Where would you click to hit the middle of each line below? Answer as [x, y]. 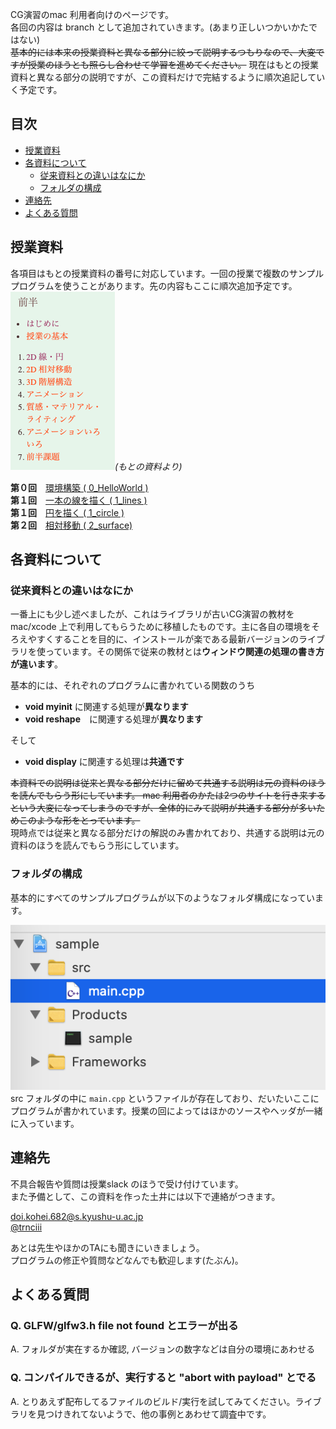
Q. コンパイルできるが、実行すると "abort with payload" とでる [163, 1378]
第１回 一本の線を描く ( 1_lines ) [79, 500]
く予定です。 [36, 89]
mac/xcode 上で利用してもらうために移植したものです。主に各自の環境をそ [165, 627]
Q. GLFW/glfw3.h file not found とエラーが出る [124, 1325]
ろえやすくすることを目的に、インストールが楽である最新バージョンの [154, 639]
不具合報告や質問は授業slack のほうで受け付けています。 [127, 1184]
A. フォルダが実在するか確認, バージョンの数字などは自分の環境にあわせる [163, 1349]
